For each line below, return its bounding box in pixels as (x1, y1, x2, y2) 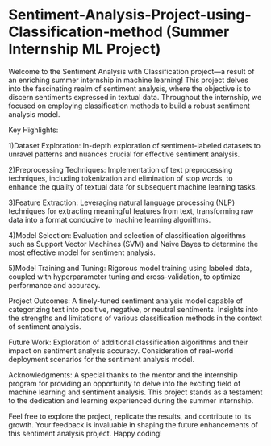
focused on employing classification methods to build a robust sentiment (8, 101, 250, 110)
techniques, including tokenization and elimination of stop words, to (8, 173, 233, 183)
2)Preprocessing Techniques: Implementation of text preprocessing (8, 165, 233, 174)
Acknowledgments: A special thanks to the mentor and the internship (8, 369, 238, 380)
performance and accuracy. (8, 280, 101, 290)
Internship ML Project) (8, 40, 161, 58)
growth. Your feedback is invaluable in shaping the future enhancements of (8, 419, 258, 429)
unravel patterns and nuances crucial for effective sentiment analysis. (8, 149, 240, 159)
